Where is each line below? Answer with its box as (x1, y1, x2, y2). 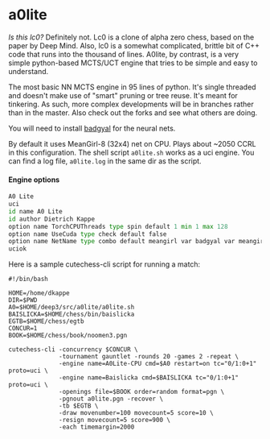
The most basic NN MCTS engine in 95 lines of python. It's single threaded (8, 82, 256, 92)
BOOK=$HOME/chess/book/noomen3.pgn (8, 332, 128, 340)
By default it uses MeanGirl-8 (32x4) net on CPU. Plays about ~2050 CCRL (8, 139, 256, 148)
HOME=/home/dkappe (8, 289, 70, 297)
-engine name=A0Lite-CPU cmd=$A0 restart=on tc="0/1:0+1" (59, 360, 257, 368)
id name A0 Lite (8, 207, 63, 215)
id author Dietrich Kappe (8, 215, 95, 223)
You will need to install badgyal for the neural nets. (8, 123, 176, 133)
